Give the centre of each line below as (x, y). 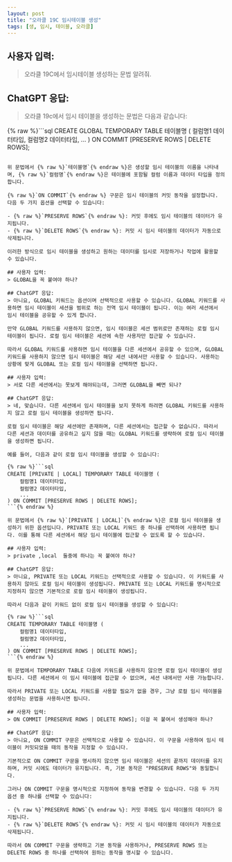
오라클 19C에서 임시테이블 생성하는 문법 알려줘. (88, 74)
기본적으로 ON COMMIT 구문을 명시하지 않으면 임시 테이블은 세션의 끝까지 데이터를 (108, 761)
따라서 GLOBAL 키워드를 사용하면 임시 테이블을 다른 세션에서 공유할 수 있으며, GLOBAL (115, 350)
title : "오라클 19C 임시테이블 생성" (54, 20)
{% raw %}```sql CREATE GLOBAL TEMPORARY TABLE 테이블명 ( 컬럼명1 (109, 131)
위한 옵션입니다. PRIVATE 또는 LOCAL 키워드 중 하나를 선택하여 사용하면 (115, 528)
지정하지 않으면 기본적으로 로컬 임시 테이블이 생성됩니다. (77, 591)
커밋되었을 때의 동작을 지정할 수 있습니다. (76, 748)
